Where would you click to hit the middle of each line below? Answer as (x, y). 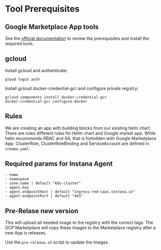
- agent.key (17, 187)
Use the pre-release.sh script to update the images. (57, 242)
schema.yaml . (18, 148)
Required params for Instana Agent (59, 164)
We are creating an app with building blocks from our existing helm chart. (78, 128)
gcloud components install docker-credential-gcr (56, 97)
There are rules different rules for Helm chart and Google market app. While (80, 133)
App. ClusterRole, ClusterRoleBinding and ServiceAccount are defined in (77, 143)
